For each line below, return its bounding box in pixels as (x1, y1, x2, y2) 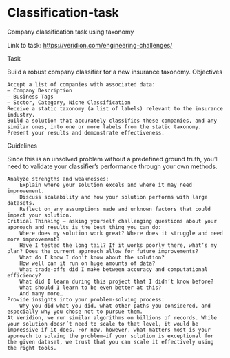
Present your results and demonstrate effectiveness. (7, 129, 165, 136)
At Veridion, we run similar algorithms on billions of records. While (7, 314, 217, 321)
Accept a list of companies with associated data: (7, 81, 156, 88)
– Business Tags (7, 93, 54, 100)
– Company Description (7, 87, 72, 94)
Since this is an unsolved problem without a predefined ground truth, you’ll (7, 155, 219, 163)
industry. (7, 111, 36, 118)
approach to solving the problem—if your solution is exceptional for (7, 332, 214, 339)
